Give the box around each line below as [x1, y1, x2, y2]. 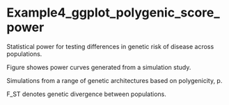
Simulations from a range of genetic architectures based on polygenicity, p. [6, 76, 223, 84]
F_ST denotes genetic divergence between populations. [6, 90, 166, 98]
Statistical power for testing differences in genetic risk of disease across [6, 42, 214, 50]
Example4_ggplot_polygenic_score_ [6, 5, 220, 21]
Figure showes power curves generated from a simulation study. [6, 63, 191, 71]
